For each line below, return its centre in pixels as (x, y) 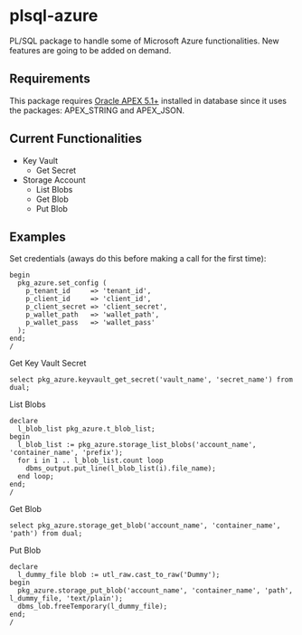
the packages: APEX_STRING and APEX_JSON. (97, 110)
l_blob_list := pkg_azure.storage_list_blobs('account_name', (137, 445)
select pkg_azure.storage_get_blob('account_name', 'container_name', (145, 526)
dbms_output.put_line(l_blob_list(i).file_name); (121, 469)
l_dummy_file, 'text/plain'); (66, 599)
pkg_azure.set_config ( (62, 283)
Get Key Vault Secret (48, 364)
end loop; (36, 477)
